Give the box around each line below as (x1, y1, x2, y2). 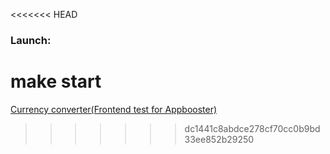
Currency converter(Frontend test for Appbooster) (10, 103, 218, 115)
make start (10, 70, 102, 93)
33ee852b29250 (184, 133, 255, 145)
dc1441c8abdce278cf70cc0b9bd (184, 122, 321, 134)
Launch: (10, 33, 52, 47)
